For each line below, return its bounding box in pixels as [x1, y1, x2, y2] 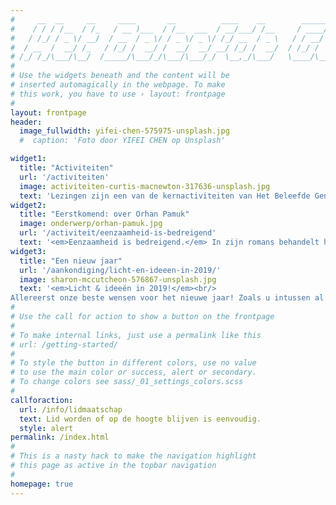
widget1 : [10, 154, 47, 164]
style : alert [19, 423, 74, 433]
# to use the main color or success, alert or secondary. [10, 367, 257, 378]
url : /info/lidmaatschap [19, 404, 123, 415]
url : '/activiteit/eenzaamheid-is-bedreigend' [19, 228, 217, 238]
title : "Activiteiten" [19, 163, 114, 173]
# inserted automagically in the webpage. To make [10, 80, 226, 90]
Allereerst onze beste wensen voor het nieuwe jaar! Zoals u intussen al [10, 293, 325, 303]
